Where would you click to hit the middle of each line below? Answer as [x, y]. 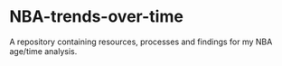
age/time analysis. [43, 51]
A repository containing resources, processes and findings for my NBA [141, 42]
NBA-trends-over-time [96, 17]
